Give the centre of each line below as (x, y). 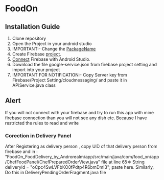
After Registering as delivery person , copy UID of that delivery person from (81, 146)
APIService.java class (34, 85)
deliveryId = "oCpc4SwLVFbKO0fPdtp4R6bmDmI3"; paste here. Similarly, (80, 167)
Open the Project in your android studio (52, 44)
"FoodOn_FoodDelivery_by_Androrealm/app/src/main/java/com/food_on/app (82, 157)
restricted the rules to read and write (42, 123)
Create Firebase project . (36, 54)
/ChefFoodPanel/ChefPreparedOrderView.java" (53, 162)
